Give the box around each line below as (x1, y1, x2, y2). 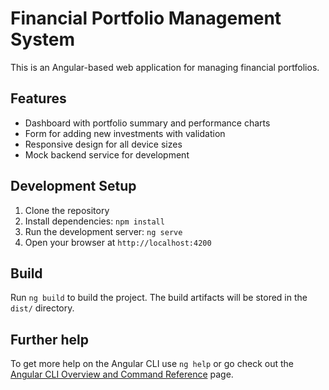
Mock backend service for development (24, 148, 190, 161)
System (10, 28, 76, 51)
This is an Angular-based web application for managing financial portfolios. (10, 61, 320, 73)
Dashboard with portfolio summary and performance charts (24, 117, 271, 129)
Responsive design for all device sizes (24, 138, 183, 150)
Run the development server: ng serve (24, 225, 183, 237)
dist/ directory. (10, 302, 75, 314)
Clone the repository (24, 204, 110, 216)
